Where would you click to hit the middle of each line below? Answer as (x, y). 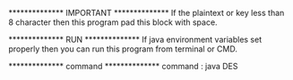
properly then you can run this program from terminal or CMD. (123, 49)
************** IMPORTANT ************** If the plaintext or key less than (146, 13)
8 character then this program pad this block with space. (113, 22)
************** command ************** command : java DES (123, 66)
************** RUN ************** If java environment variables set (135, 40)
